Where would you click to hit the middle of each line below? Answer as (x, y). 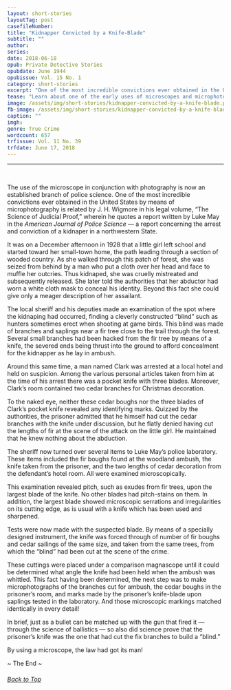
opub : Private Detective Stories (55, 65)
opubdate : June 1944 (37, 71)
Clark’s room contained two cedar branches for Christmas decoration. (106, 388)
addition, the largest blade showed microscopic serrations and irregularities (114, 501)
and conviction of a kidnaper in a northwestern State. (82, 231)
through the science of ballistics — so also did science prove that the (105, 629)
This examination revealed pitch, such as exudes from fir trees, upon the (110, 487)
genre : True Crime (33, 129)
